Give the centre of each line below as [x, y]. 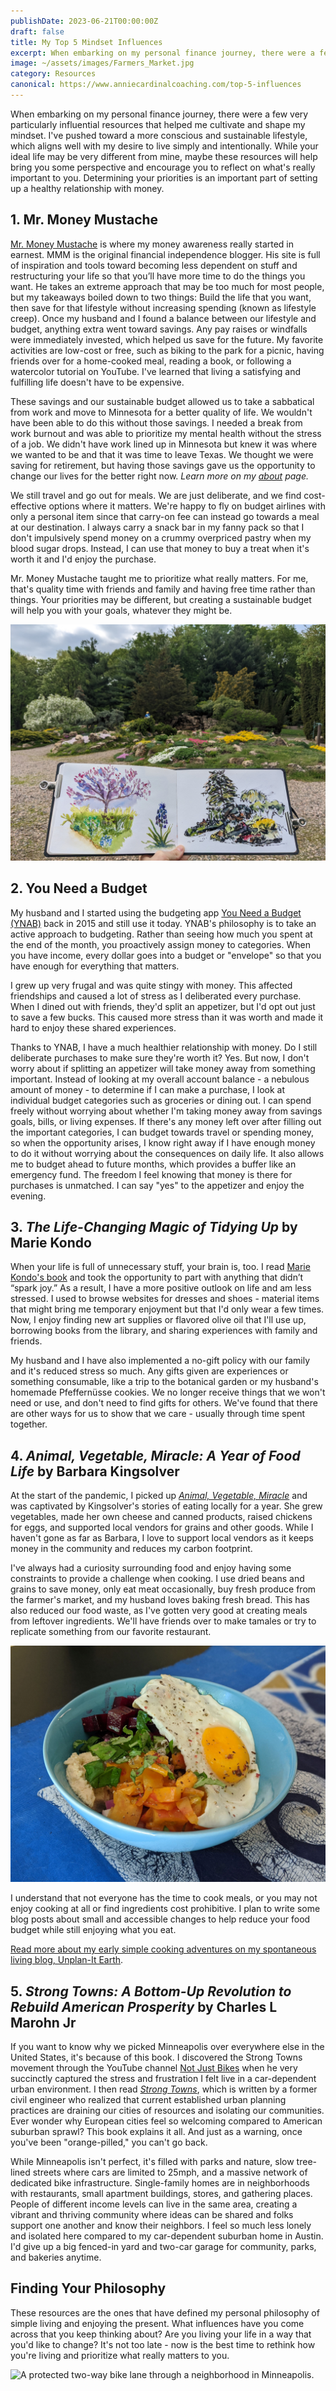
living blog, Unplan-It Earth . [67, 1960]
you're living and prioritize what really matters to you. [120, 2355]
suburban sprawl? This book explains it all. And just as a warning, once [156, 2131]
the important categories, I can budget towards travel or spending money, [162, 1132]
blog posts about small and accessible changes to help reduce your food [160, 1919]
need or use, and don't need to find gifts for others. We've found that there [164, 1403]
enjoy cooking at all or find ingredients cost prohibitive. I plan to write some [165, 1909]
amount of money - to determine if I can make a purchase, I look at [148, 1089]
